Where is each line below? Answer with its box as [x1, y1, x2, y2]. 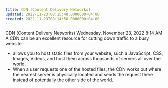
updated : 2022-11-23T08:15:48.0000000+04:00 [5, 12, 100, 17]
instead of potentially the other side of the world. [12, 77, 114, 83]
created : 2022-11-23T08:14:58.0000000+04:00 [5, 16, 100, 21]
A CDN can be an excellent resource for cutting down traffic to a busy [5, 35, 149, 41]
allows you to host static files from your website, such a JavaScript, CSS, [12, 50, 163, 56]
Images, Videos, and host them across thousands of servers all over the [12, 56, 161, 62]
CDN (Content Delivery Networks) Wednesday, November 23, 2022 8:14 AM [5, 30, 163, 36]
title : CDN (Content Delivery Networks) [5, 7, 91, 12]
